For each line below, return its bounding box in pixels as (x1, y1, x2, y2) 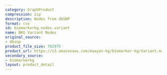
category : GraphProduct (5, 7, 55, 12)
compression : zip (5, 12, 41, 17)
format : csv (5, 21, 30, 26)
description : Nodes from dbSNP (5, 16, 70, 21)
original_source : (5, 35, 41, 40)
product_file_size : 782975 (5, 44, 61, 49)
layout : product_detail (5, 62, 55, 67)
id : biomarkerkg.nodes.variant (5, 26, 70, 31)
